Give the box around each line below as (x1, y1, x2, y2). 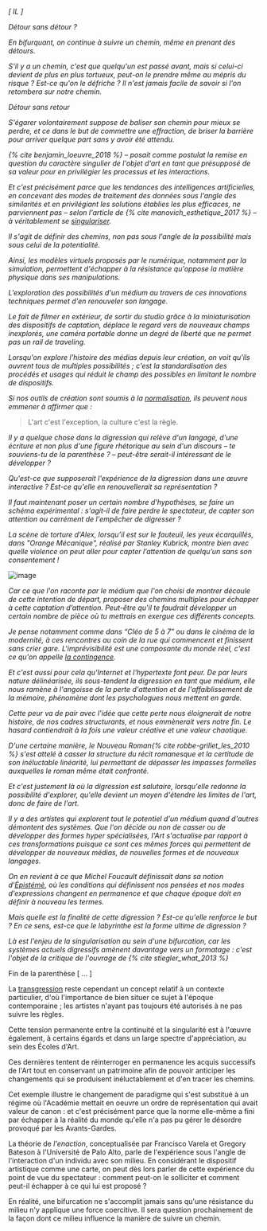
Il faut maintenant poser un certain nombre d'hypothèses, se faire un (8, 498, 234, 506)
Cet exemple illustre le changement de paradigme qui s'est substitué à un (8, 1090, 249, 1099)
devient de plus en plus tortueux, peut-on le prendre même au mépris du (8, 70, 246, 79)
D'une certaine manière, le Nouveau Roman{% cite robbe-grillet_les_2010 (8, 741, 250, 750)
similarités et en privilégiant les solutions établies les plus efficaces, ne (8, 199, 241, 209)
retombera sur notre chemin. (8, 87, 102, 96)
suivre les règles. (8, 1010, 64, 1018)
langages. (8, 856, 41, 866)
